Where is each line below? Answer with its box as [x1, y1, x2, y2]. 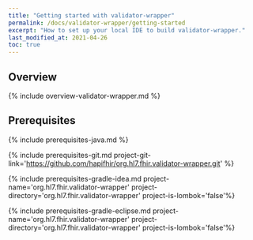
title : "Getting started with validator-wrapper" [8, 11, 176, 20]
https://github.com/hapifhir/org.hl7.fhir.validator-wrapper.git [26, 159, 221, 168]
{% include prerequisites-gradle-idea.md [8, 174, 142, 183]
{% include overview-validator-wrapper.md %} [8, 91, 160, 100]
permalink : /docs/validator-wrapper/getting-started [8, 19, 186, 27]
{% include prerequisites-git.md [8, 150, 112, 159]
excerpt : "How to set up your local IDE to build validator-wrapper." [8, 26, 246, 34]
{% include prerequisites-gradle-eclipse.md [8, 206, 152, 216]
